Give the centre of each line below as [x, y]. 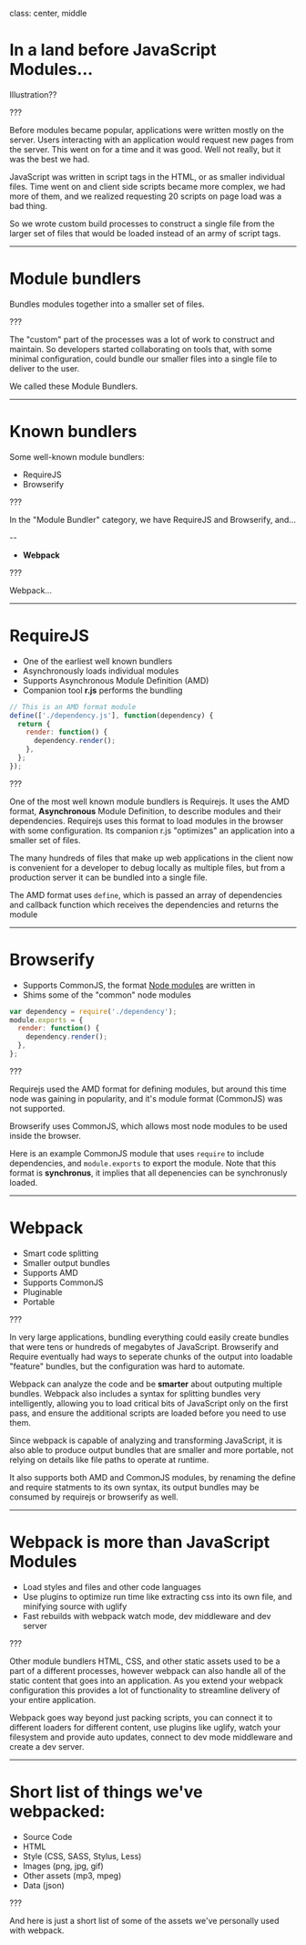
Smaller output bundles [66, 1262]
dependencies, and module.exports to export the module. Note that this [143, 1163]
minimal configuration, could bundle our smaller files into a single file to [143, 359]
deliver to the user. [45, 368]
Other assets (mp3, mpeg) [72, 1876]
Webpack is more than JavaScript [140, 1542]
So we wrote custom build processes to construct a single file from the [142, 224]
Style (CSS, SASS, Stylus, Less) [82, 1856]
